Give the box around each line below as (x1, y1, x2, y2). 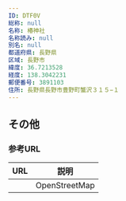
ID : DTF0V (8, 11, 41, 20)
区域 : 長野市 (8, 57, 45, 65)
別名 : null (8, 41, 42, 49)
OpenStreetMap (35, 180, 95, 191)
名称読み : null (8, 33, 54, 42)
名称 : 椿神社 (8, 26, 45, 34)
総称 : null (8, 19, 42, 27)
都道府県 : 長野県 (8, 49, 57, 57)
